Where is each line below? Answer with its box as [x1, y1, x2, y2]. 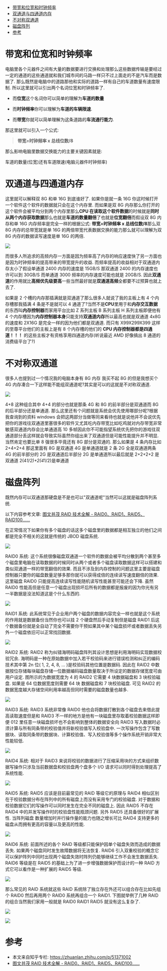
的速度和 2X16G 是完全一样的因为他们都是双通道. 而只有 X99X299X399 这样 [5, 320, 161, 326]
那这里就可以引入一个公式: [5, 127, 59, 133]
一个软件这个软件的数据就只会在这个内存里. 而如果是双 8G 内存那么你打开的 [5, 201, 160, 208]
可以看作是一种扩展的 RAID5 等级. [13, 866, 83, 872]
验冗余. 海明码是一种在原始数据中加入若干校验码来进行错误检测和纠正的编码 [5, 655, 160, 661]
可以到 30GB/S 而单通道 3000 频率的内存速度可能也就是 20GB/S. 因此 [9, 271, 153, 278]
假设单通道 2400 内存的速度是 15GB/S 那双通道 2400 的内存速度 [22, 265, 154, 271]
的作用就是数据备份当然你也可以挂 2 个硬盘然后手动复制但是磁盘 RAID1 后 [5, 616, 156, 622]
